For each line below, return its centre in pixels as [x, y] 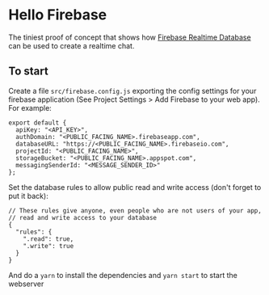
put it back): [28, 196]
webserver [26, 284]
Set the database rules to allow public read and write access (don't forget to [135, 187]
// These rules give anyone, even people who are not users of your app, [135, 211]
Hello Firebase [58, 15]
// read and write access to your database [83, 217]
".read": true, [48, 239]
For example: [30, 107]
